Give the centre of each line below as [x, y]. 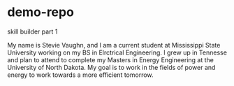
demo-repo [41, 12]
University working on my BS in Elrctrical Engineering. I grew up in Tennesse [117, 52]
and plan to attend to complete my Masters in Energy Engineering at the [111, 59]
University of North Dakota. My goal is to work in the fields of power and [111, 67]
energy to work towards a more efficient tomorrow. [80, 75]
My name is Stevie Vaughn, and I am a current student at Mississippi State [114, 45]
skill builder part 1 [32, 31]
